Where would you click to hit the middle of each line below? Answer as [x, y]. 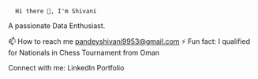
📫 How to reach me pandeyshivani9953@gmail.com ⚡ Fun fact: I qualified [129, 41]
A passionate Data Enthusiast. [57, 26]
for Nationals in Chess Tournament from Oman [84, 52]
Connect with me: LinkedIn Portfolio [66, 68]
